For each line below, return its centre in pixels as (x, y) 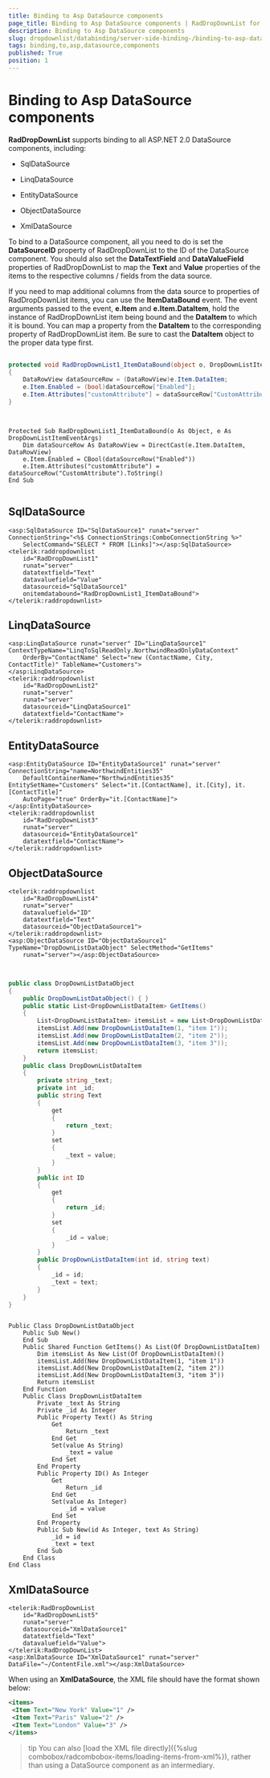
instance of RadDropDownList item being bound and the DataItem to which (133, 317)
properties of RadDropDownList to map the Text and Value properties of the (135, 267)
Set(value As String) (88, 1446)
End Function (45, 1390)
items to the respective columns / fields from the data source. (110, 276)
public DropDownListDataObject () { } (86, 998)
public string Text (70, 1096)
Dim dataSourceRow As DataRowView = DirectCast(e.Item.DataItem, (135, 445)
